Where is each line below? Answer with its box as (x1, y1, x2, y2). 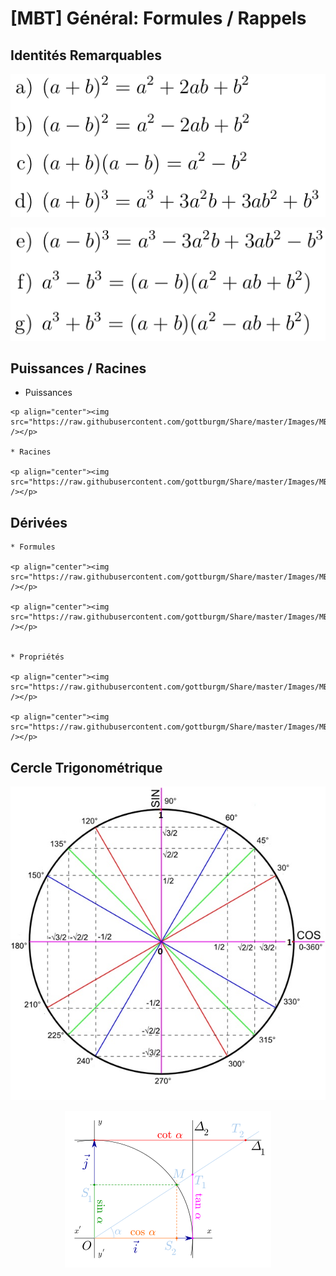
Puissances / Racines (10, 360, 147, 377)
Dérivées (10, 514, 68, 531)
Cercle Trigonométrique (10, 759, 163, 776)
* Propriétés (10, 652, 65, 662)
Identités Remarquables (10, 47, 162, 64)
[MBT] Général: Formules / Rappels (10, 7, 307, 30)
